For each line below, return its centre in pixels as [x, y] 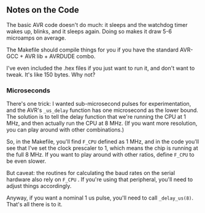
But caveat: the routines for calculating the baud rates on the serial [91, 173]
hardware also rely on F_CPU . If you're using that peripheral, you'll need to [100, 179]
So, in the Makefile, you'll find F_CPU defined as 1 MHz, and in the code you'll [103, 142]
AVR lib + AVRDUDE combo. [60, 56]
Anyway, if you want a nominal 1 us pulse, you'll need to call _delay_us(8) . [100, 198]
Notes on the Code [43, 10]
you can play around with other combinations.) [65, 130]
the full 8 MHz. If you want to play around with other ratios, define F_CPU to [100, 155]
